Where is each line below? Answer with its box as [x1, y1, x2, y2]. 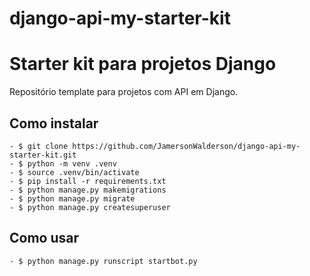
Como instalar [9, 115, 99, 132]
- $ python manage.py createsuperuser [9, 202, 171, 212]
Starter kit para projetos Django [9, 53, 277, 76]
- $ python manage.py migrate [9, 193, 136, 204]
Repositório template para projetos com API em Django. [9, 86, 239, 98]
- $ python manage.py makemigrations [9, 185, 167, 195]
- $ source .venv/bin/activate [9, 167, 140, 177]
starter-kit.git [9, 150, 77, 160]
